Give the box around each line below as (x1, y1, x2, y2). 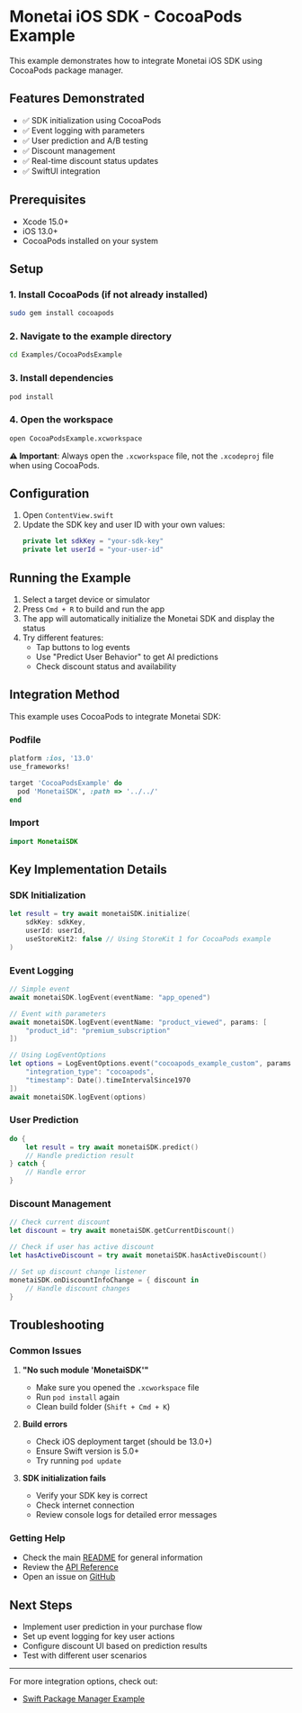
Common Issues (9, 1344, 83, 1356)
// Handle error (25, 1168, 87, 1177)
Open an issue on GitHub (22, 1572, 116, 1582)
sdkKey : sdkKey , (25, 918, 87, 927)
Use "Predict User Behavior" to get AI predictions (35, 651, 218, 663)
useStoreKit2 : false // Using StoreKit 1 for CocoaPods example (25, 934, 271, 943)
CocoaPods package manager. (9, 65, 124, 76)
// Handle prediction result (25, 1151, 135, 1160)
